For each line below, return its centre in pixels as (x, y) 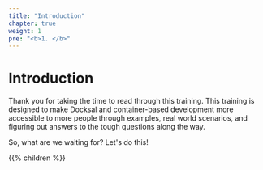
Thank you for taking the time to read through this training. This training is (131, 101)
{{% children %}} (37, 158)
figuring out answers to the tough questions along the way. (107, 127)
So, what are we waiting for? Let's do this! (78, 142)
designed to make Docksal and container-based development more (121, 109)
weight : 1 (25, 31)
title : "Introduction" (47, 16)
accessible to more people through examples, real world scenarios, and (128, 118)
